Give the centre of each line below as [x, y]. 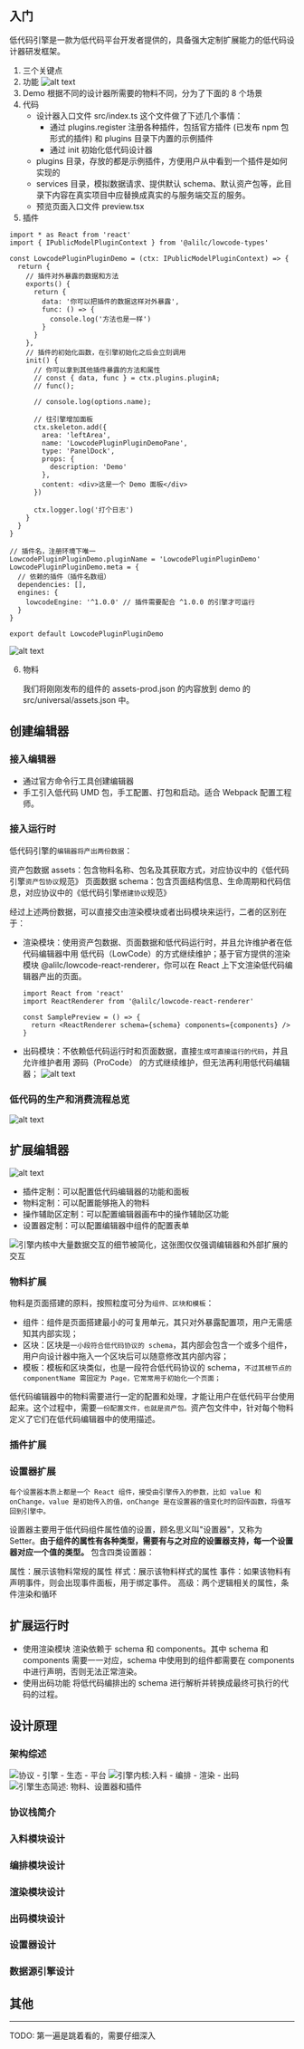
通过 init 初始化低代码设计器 [101, 149]
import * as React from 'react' [70, 235]
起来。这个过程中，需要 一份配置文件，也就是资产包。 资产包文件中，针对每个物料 [152, 1408]
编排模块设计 [38, 1865]
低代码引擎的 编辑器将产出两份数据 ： [71, 851]
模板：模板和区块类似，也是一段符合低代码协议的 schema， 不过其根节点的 [157, 1368]
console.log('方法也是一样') [100, 319]
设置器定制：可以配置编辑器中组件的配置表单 [106, 1225]
